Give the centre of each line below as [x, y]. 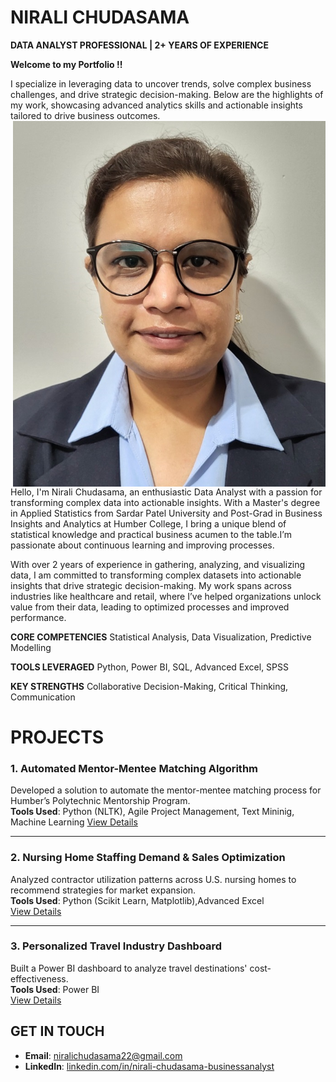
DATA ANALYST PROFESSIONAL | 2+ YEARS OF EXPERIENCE [139, 45]
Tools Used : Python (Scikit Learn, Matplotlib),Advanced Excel [137, 900]
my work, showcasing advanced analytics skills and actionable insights [156, 105]
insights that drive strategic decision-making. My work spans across [151, 585]
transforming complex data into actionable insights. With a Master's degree [165, 502]
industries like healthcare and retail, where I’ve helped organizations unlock [166, 596]
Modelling [31, 647]
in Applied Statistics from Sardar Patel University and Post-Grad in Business [166, 513]
